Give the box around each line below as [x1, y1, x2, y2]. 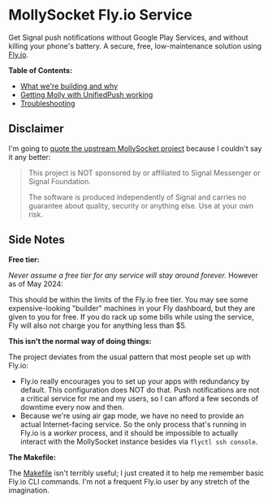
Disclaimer [8, 122, 64, 135]
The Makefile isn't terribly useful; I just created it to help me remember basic [8, 468, 265, 478]
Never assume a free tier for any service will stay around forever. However [8, 270, 258, 280]
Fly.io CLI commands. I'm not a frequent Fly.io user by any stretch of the [8, 476, 250, 486]
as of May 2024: [8, 278, 63, 289]
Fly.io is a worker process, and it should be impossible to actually [19, 428, 239, 437]
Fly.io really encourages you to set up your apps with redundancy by [19, 376, 250, 386]
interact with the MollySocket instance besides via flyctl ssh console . [19, 436, 258, 446]
